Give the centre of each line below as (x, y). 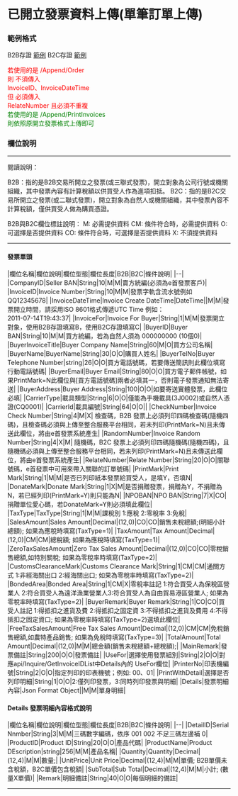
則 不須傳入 (24, 79)
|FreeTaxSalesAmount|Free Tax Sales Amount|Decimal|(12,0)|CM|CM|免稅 (115, 628)
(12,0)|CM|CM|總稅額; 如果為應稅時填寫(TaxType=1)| (84, 539)
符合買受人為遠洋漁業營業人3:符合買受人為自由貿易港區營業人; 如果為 (128, 593)
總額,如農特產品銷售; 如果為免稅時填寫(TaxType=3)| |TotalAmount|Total (117, 637)
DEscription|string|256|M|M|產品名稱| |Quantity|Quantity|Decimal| (104, 751)
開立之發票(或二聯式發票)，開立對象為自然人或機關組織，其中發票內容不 (124, 200)
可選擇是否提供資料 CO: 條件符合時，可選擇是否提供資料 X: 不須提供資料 (113, 232)
